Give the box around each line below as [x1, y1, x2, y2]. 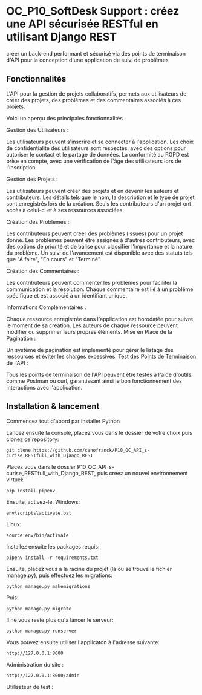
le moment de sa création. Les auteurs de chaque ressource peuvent [6, 322, 178, 329]
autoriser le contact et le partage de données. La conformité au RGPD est [6, 151, 189, 158]
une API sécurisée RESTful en [6, 17, 158, 31]
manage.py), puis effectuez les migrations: [6, 572, 113, 579]
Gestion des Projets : [6, 175, 59, 183]
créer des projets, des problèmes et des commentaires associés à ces [6, 96, 181, 103]
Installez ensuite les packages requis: [6, 543, 100, 550]
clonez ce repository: [6, 436, 59, 443]
